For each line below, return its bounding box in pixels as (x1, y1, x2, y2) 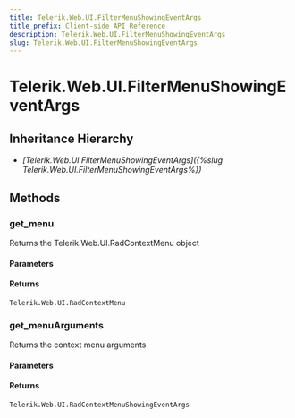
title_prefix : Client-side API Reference (9, 21, 166, 30)
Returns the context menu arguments (9, 339, 147, 350)
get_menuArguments (9, 319, 105, 331)
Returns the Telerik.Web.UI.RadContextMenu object (9, 237, 199, 248)
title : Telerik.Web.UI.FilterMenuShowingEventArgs (9, 13, 202, 22)
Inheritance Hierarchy (9, 131, 134, 146)
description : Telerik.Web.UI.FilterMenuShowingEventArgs (9, 30, 226, 38)
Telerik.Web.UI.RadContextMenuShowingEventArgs (9, 400, 190, 409)
